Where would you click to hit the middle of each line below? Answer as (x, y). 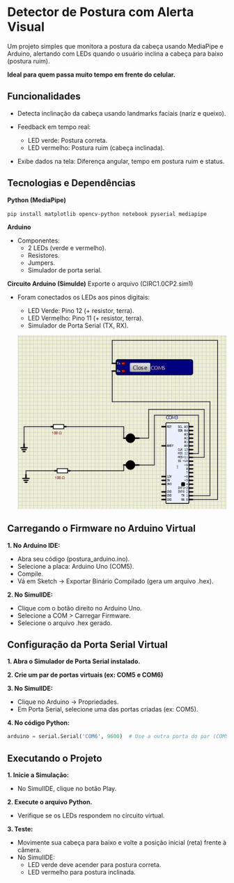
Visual (26, 27)
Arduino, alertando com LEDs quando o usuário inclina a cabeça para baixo (115, 54)
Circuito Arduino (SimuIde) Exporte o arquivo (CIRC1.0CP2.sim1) (100, 284)
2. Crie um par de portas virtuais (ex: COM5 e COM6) (85, 675)
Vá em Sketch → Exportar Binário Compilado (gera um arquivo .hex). (115, 581)
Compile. (30, 574)
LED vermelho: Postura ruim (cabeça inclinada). (96, 148)
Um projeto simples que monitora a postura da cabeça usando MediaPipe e (116, 46)
